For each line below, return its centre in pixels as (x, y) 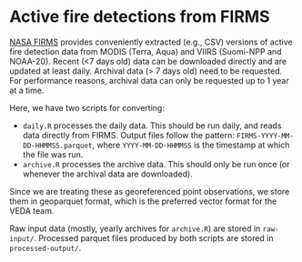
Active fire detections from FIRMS (140, 17)
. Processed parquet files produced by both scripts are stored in (154, 237)
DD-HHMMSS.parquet (57, 146)
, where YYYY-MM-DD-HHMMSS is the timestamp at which (191, 145)
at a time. (27, 90)
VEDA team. (32, 210)
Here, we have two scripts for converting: (87, 107)
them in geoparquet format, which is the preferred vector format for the (143, 201)
